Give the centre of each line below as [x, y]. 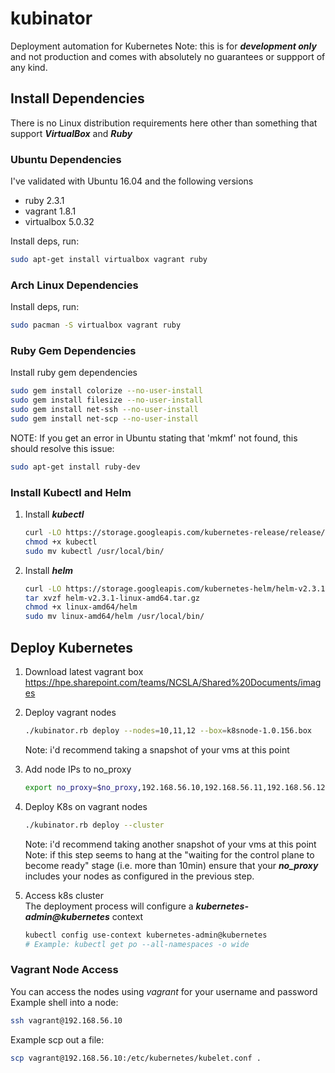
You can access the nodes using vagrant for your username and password [164, 991]
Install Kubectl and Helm [71, 492]
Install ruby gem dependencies [74, 373]
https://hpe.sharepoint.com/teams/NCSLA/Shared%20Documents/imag [173, 682]
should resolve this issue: [62, 448]
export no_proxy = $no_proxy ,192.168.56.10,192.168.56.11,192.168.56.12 [175, 787]
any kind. [29, 67]
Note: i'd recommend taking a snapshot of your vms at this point [157, 749]
